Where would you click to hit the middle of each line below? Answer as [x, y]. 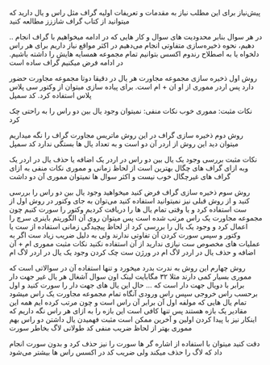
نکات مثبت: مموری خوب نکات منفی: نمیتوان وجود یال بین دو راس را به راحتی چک [131, 111]
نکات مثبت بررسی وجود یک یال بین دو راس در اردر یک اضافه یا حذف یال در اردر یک [133, 159]
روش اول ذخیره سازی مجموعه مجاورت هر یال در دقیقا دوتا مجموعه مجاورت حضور [133, 78]
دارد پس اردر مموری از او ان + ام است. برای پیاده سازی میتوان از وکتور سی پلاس [132, 86]
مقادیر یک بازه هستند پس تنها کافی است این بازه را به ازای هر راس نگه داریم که [128, 310]
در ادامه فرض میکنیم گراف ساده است [66, 62]
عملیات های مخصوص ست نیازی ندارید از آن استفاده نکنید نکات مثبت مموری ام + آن [135, 243]
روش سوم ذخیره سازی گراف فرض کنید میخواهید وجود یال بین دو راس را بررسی [130, 192]
